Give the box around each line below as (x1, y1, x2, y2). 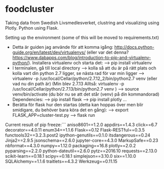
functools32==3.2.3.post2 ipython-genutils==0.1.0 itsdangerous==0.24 (5, 132, 151, 138)
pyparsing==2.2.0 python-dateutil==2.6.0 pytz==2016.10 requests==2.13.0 (5, 148, 157, 154)
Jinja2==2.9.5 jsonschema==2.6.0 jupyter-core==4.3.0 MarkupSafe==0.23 (5, 137, 159, 143)
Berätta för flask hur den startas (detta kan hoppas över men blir (12, 101, 143, 107)
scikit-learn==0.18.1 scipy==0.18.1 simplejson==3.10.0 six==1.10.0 (5, 153, 136, 159)
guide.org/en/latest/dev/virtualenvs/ (12, 49, 86, 55)
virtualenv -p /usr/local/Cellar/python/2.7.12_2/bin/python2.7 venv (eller (12, 75, 158, 81)
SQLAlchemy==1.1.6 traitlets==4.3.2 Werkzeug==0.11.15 (5, 158, 118, 164)
